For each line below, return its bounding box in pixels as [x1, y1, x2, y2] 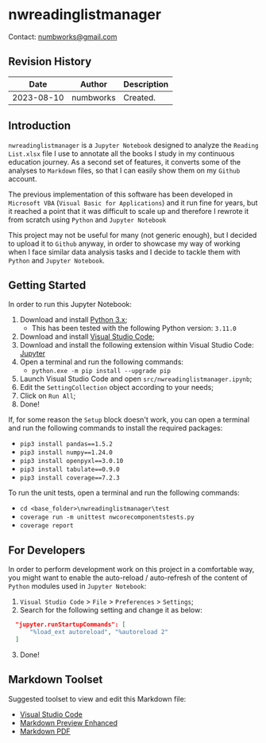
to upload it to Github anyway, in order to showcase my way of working [8, 239, 241, 248]
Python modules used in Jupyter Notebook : [8, 582, 147, 591]
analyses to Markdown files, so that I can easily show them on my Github [8, 165, 241, 175]
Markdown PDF [19, 726, 71, 736]
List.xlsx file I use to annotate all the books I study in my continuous [8, 149, 235, 158]
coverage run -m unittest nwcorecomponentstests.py [19, 513, 195, 522]
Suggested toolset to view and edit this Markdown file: [8, 694, 187, 703]
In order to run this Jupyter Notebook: [8, 300, 133, 309]
